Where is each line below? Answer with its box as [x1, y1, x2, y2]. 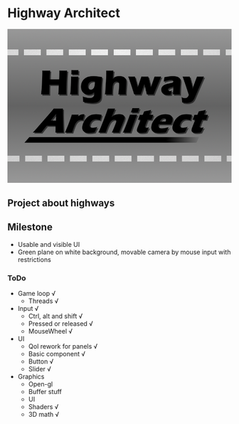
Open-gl [28, 379, 53, 388]
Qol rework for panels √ [28, 341, 98, 350]
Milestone [7, 221, 53, 233]
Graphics [17, 372, 45, 381]
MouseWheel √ [28, 327, 73, 335]
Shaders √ [28, 402, 59, 410]
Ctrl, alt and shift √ [28, 312, 83, 320]
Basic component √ [28, 349, 85, 358]
